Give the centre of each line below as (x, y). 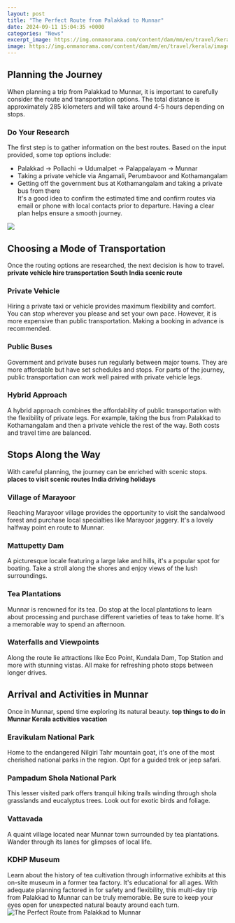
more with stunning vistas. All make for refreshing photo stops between (110, 665)
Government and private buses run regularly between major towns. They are (117, 362)
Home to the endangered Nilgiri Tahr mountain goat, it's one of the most (111, 752)
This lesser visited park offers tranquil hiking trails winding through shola (112, 793)
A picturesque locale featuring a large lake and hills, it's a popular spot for (114, 561)
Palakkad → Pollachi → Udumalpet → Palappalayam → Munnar (107, 168)
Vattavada (25, 819)
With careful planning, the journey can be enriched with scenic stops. (107, 471)
